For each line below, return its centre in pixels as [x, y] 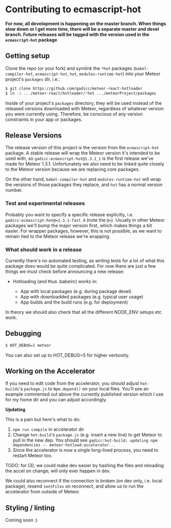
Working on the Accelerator [50, 371]
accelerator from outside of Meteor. [43, 492]
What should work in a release [44, 249]
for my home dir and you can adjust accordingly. [56, 400]
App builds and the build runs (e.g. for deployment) [74, 302]
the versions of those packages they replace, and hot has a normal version [84, 185]
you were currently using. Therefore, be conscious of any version [74, 114]
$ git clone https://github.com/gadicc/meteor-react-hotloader [74, 88]
